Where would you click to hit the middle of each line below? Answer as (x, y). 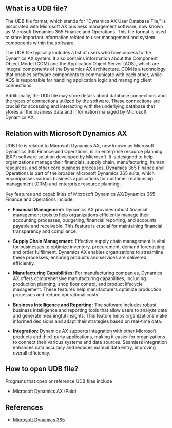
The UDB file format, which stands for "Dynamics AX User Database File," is (86, 21)
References (24, 407)
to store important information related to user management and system (80, 37)
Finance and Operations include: (40, 199)
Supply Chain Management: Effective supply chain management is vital (89, 241)
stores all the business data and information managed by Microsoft (76, 111)
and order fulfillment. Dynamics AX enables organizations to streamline (88, 252)
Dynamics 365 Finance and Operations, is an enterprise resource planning (84, 151)
